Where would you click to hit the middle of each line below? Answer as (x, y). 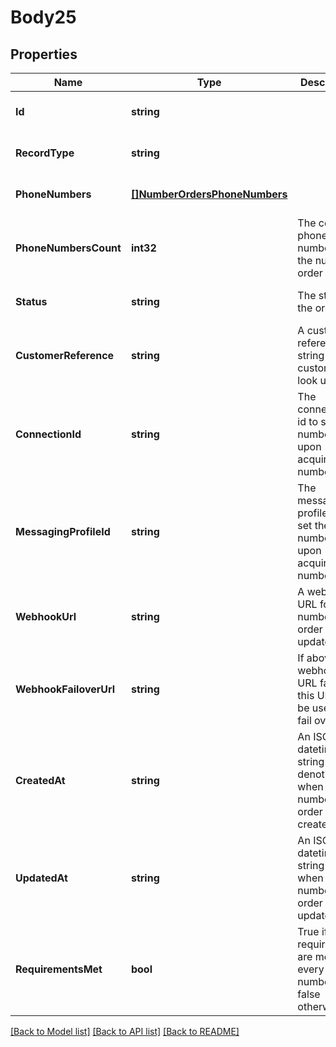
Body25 (43, 17)
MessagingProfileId (63, 531)
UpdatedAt (41, 878)
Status (31, 301)
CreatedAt (40, 780)
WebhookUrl (46, 616)
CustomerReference (65, 355)
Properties (44, 54)
